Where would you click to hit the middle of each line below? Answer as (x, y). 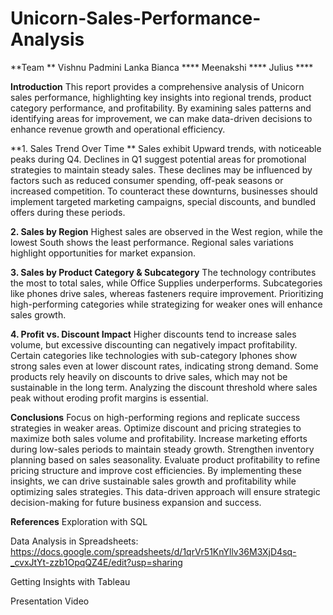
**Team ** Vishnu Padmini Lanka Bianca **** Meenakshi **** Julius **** (162, 67)
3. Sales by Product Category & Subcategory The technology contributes (163, 272)
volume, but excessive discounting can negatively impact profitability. (154, 344)
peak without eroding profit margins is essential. (109, 398)
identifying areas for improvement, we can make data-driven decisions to (161, 118)
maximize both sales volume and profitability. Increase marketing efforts (159, 438)
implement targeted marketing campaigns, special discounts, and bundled (163, 201)
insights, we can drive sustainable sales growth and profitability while (153, 481)
